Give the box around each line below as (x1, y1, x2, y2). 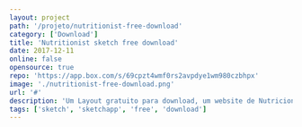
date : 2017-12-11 (9, 47, 75, 55)
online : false (9, 55, 63, 63)
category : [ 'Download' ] (9, 30, 99, 38)
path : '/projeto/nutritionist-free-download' (9, 21, 182, 30)
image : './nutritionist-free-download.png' (9, 80, 175, 89)
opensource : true (9, 63, 75, 72)
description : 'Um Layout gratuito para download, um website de (9, 96, 255, 106)
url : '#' (9, 88, 42, 97)
